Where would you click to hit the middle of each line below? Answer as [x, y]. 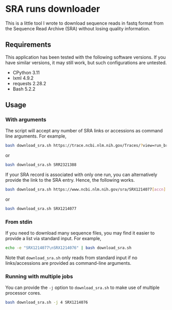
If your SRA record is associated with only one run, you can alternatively [81, 175]
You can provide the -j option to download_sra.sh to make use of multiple [82, 287]
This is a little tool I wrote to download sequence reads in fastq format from [84, 23]
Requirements [28, 45]
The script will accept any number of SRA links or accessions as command [84, 131]
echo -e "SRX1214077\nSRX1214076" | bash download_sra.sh [68, 248]
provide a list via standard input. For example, [53, 239]
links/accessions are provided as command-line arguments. [68, 263]
